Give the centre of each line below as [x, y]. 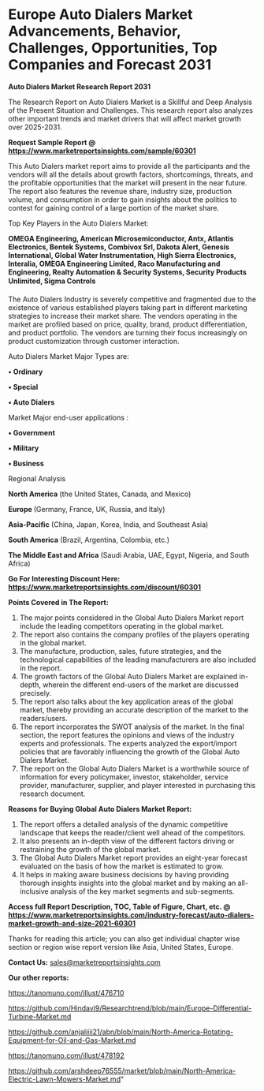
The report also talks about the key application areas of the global [126, 701]
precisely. [35, 693]
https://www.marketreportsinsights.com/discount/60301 [105, 587]
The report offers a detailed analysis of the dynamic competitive [124, 824]
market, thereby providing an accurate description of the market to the [134, 710]
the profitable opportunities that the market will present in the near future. [128, 182]
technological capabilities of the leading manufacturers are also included [138, 659]
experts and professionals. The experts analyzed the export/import [128, 743]
